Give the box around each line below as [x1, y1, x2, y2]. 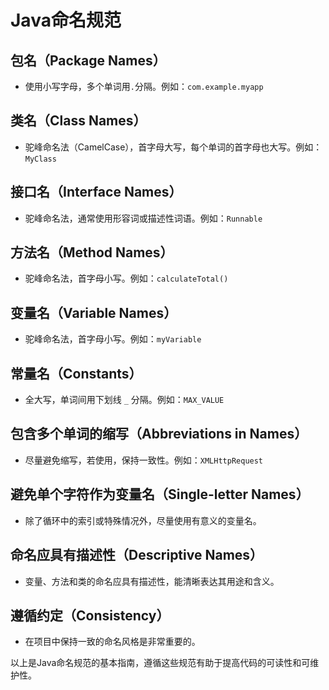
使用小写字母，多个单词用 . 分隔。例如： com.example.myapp [24, 81, 264, 92]
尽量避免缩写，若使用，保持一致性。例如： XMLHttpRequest [24, 454, 264, 466]
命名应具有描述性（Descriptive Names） [10, 547, 264, 564]
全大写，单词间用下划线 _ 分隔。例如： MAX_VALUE [24, 394, 225, 406]
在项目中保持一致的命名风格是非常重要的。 [24, 636, 201, 648]
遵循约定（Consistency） [10, 607, 170, 624]
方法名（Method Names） [10, 244, 174, 261]
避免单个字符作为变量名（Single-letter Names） [10, 486, 310, 503]
